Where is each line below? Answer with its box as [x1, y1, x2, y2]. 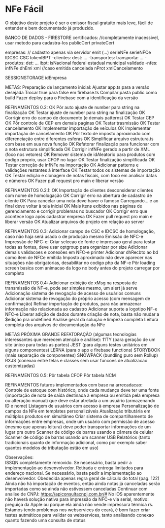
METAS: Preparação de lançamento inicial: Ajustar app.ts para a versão [5, 84, 150, 90]
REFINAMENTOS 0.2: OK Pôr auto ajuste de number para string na [5, 104, 140, 110]
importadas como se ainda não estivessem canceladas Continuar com [5, 486, 148, 491]
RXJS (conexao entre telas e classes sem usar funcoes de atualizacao [5, 357, 148, 363]
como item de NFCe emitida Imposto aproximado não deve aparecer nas [5, 254, 153, 260]
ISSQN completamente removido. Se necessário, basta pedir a [5, 459, 132, 465]
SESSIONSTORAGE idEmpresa [5, 75, 67, 80]
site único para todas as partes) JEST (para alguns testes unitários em [5, 341, 148, 347]
